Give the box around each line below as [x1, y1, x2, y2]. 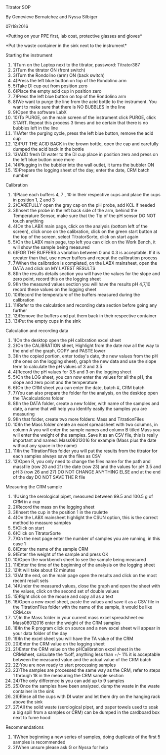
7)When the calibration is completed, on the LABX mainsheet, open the [12, 260, 158, 266]
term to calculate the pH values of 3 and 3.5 [12, 364, 103, 369]
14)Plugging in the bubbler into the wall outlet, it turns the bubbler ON [12, 162, 155, 168]
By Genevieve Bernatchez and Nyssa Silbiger [5, 14, 98, 19]
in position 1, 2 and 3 [12, 197, 55, 203]
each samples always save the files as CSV [12, 453, 101, 459]
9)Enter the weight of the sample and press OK [12, 551, 109, 557]
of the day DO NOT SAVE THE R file [12, 474, 85, 480]
